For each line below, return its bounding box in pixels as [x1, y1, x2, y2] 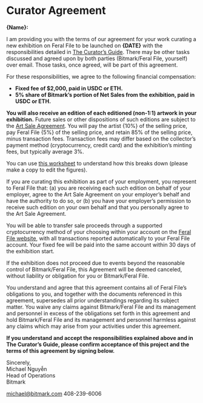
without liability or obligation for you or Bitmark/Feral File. [6, 272, 150, 279]
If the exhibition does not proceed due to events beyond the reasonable [6, 259, 185, 267]
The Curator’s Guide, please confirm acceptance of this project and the [6, 341, 190, 348]
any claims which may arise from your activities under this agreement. [6, 322, 182, 330]
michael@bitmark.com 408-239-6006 [6, 390, 102, 397]
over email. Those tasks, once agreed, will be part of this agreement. [6, 61, 178, 68]
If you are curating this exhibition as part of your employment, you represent [6, 178, 197, 185]
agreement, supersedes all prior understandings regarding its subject [6, 296, 179, 304]
